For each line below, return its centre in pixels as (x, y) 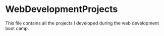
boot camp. (17, 28)
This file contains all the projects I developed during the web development (82, 23)
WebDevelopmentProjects (62, 9)
